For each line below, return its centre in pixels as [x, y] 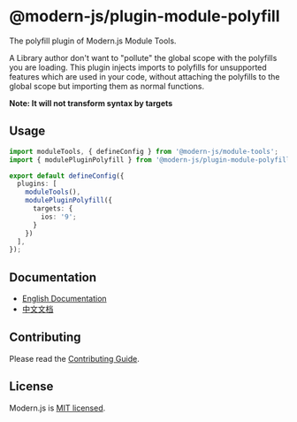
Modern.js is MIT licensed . [57, 408]
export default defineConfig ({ [67, 176]
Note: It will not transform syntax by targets [91, 103]
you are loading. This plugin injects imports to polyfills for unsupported [138, 67]
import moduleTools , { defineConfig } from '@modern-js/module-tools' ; [144, 151]
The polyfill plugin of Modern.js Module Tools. [93, 41]
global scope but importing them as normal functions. [107, 86]
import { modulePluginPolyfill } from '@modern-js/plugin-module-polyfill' [152, 160]
